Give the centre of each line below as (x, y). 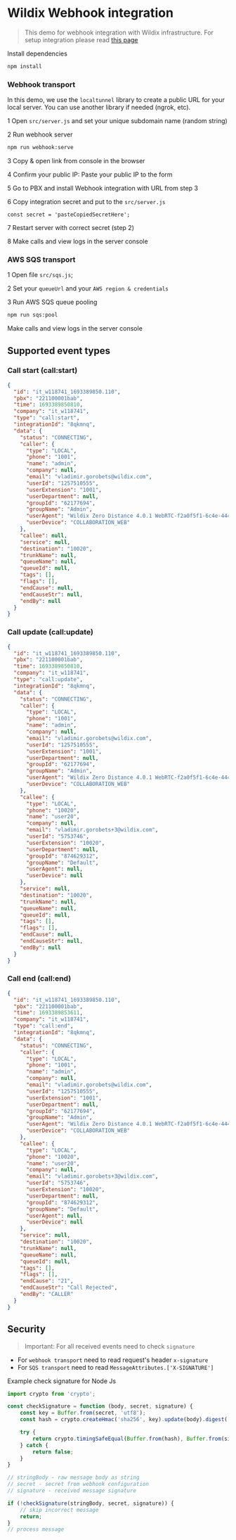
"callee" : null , (44, 535)
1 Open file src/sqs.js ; (40, 275)
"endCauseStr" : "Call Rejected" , (69, 1288)
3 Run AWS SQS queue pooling (52, 302)
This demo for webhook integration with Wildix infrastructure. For (119, 32)
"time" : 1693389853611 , (48, 1013)
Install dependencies (38, 53)
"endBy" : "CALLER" (47, 1294)
